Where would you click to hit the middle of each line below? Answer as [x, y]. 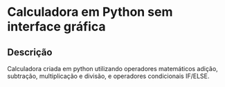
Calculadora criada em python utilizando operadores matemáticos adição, [112, 69]
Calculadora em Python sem [90, 12]
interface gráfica [56, 27]
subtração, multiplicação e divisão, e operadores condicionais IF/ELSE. [108, 76]
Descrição [30, 52]
